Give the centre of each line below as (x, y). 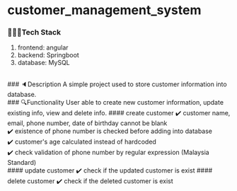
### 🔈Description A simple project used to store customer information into (117, 84)
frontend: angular (43, 47)
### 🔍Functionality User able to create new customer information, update (116, 103)
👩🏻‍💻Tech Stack (34, 33)
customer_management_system (104, 10)
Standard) (22, 163)
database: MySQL (44, 63)
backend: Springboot (48, 55)
